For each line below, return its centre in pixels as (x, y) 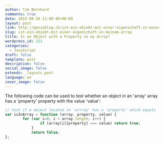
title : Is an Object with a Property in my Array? (58, 37)
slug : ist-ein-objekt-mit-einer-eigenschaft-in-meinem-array (69, 32)
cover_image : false (25, 82)
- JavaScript (23, 50)
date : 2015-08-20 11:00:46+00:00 (39, 18)
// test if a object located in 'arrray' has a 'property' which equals (81, 110)
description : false (25, 64)
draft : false (18, 55)
